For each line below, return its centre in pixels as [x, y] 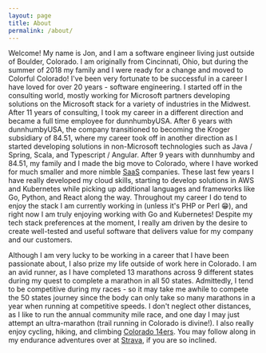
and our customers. [41, 240]
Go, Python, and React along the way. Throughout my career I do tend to [128, 197]
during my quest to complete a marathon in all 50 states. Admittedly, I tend [131, 281]
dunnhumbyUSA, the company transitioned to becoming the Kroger [119, 129]
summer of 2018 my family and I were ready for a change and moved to [126, 70]
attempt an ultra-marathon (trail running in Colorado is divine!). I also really [131, 323]
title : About [30, 23]
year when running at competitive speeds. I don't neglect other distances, [130, 306]
